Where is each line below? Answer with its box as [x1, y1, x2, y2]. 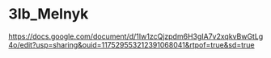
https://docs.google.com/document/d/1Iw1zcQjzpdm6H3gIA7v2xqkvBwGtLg [8, 31, 264, 41]
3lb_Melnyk [8, 5, 89, 23]
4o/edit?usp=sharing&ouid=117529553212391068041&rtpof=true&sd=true [8, 39, 255, 49]
